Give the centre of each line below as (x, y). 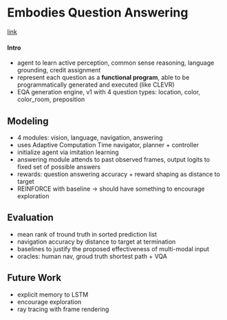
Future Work (34, 278)
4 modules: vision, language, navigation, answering (90, 137)
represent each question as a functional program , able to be (103, 78)
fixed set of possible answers (59, 167)
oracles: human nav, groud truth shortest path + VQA (92, 256)
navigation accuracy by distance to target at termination (96, 242)
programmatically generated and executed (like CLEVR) (96, 85)
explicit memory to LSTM (53, 295)
